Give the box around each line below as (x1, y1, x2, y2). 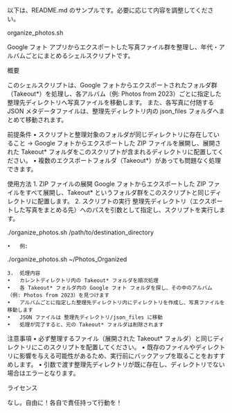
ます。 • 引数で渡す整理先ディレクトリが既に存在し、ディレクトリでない (19, 360, 225, 369)
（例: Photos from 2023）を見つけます (7, 292, 109, 299)
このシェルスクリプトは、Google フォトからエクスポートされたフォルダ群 (7, 81, 217, 89)
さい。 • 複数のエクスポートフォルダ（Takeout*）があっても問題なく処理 (12, 157, 222, 164)
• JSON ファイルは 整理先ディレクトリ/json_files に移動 (7, 314, 163, 321)
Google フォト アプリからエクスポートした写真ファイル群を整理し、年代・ (7, 43, 220, 51)
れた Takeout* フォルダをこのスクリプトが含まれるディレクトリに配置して (7, 148, 218, 156)
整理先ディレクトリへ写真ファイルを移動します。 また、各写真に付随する (7, 98, 215, 106)
